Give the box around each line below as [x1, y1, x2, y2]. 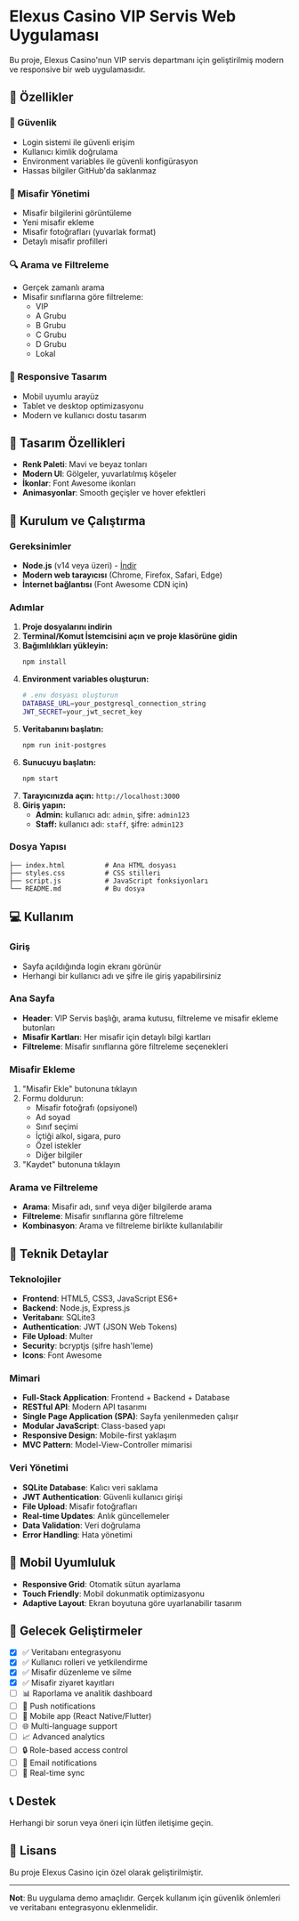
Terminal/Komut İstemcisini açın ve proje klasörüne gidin [21, 631, 238, 642]
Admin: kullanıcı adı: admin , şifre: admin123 [35, 809, 190, 819]
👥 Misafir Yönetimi [9, 187, 91, 199]
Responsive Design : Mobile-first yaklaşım [21, 1430, 177, 1441]
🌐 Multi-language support [21, 1720, 118, 1731]
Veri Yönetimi [9, 1462, 69, 1474]
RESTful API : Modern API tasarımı [21, 1401, 147, 1412]
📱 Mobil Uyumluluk [9, 1555, 116, 1570]
